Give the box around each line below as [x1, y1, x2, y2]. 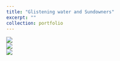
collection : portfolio [6, 20, 63, 26]
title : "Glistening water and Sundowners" [6, 8, 115, 15]
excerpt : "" [6, 14, 36, 21]
